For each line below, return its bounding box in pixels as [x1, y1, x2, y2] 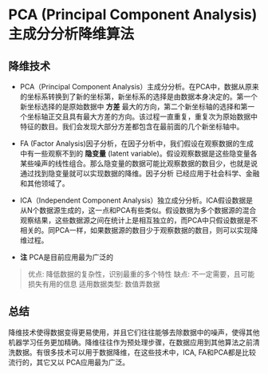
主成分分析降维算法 [8, 26, 135, 43]
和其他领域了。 [19, 179, 69, 188]
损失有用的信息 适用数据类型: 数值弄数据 [27, 279, 160, 289]
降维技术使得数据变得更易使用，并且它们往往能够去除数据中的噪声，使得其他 [8, 327, 260, 337]
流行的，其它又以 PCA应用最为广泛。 [8, 357, 130, 367]
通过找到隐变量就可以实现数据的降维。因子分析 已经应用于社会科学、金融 [19, 169, 260, 178]
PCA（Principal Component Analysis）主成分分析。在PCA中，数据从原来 [19, 82, 259, 91]
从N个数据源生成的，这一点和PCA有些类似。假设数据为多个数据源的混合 [19, 206, 257, 215]
